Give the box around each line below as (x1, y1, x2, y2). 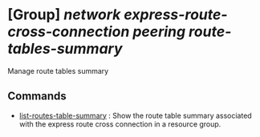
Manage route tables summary (7, 66, 109, 75)
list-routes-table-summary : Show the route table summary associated (18, 111, 252, 120)
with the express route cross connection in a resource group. (18, 119, 221, 129)
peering (132, 22, 186, 41)
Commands (7, 90, 67, 103)
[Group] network (7, 6, 121, 24)
